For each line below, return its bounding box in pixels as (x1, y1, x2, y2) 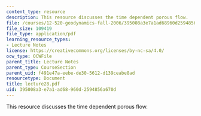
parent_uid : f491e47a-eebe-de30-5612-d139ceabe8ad (6, 70, 135, 76)
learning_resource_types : (6, 36, 71, 42)
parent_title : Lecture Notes (6, 59, 79, 65)
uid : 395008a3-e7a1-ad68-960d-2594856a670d (6, 87, 117, 93)
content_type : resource (6, 8, 66, 15)
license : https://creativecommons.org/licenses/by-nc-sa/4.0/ (6, 48, 165, 54)
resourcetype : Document (6, 75, 66, 81)
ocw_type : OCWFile (6, 53, 52, 59)
